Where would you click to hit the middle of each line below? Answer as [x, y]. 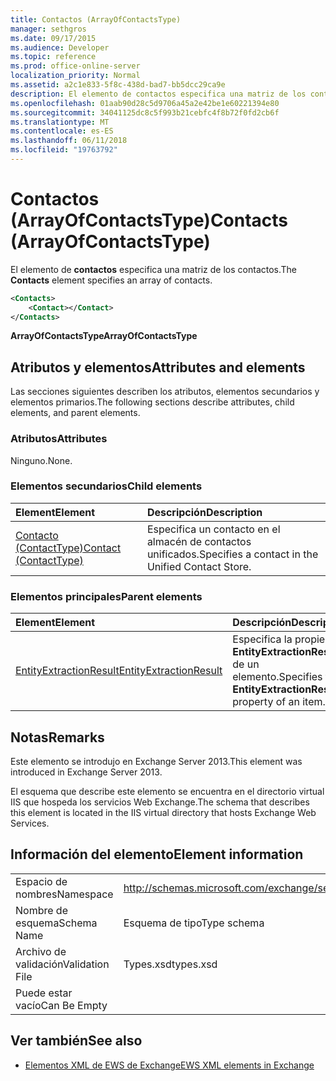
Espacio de [41, 881]
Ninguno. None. [41, 460]
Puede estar [44, 993]
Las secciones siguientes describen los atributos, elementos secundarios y [165, 392]
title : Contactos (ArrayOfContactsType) [96, 19]
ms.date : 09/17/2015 [53, 38]
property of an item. [279, 702]
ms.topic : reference [53, 57]
